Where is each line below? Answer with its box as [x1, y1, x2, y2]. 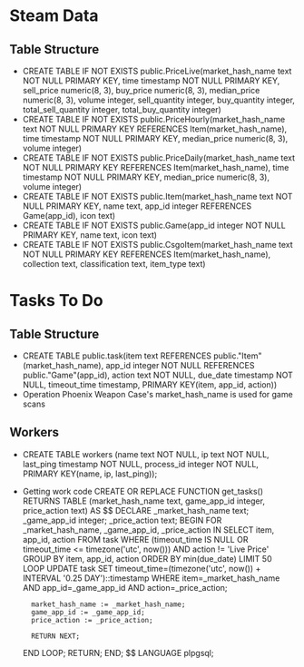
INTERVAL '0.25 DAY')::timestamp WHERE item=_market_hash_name [22, 573, 280, 584]
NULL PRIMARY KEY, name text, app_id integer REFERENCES [22, 201, 252, 211]
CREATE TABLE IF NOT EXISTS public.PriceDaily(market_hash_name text [22, 152, 296, 163]
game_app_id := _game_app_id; [31, 607, 145, 617]
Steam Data [9, 5, 99, 26]
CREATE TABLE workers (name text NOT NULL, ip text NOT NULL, [22, 448, 270, 459]
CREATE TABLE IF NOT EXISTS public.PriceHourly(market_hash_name [22, 114, 286, 124]
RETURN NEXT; [31, 632, 81, 641]
